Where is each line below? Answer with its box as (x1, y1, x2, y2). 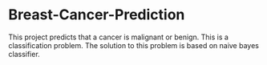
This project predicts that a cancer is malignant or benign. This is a (8, 32, 229, 42)
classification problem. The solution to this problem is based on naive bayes (8, 40, 259, 50)
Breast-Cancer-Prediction (8, 6, 185, 24)
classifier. (8, 49, 40, 59)
